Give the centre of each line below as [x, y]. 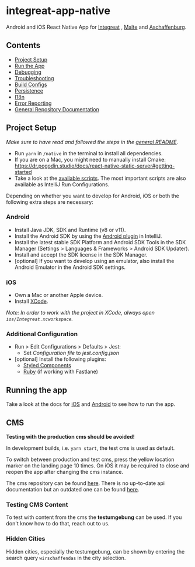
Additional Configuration [42, 334]
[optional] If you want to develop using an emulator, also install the [94, 261]
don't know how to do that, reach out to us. [58, 524]
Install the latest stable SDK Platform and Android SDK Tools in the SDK [100, 242]
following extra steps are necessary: [50, 202]
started [23, 172]
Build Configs [31, 84]
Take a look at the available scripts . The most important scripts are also [100, 178]
